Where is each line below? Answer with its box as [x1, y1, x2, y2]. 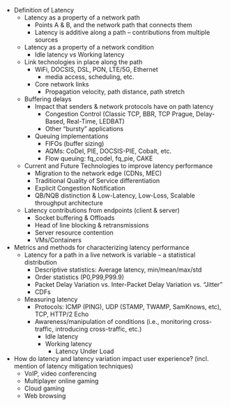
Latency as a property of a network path [24, 13, 141, 22]
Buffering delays [24, 95, 72, 103]
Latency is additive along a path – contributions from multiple [34, 28, 210, 36]
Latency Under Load [55, 347, 114, 355]
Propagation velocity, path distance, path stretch [45, 87, 185, 96]
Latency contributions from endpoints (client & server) [24, 206, 180, 214]
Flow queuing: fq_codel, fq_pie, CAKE [45, 154, 153, 163]
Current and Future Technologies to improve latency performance [24, 162, 213, 170]
